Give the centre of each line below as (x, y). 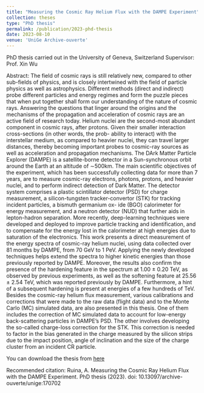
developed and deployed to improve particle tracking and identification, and (101, 224)
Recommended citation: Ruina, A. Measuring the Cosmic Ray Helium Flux (98, 370)
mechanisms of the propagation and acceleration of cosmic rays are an (96, 114)
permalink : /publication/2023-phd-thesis (59, 29)
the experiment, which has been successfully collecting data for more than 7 (102, 173)
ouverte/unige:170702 (34, 383)
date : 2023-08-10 (28, 35)
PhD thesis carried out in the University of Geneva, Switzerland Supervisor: (100, 57)
